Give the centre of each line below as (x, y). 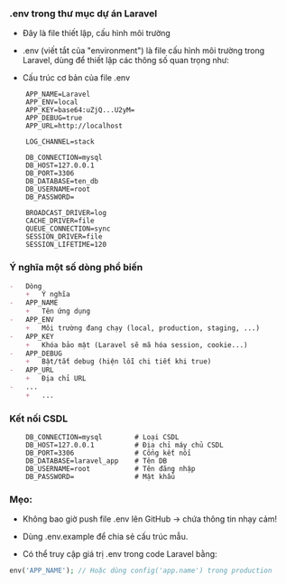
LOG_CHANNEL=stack (60, 142)
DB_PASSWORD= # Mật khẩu (101, 477)
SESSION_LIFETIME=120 (66, 245)
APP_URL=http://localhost (74, 126)
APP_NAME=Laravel (58, 94)
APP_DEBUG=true (54, 118)
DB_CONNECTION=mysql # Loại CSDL (102, 438)
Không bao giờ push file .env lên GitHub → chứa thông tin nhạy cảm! (150, 519)
